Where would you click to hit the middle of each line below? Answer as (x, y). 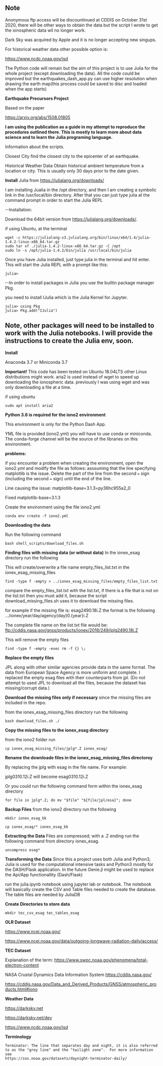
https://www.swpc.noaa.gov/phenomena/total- (101, 960)
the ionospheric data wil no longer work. (45, 30)
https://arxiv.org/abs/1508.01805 (38, 117)
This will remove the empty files (37, 640)
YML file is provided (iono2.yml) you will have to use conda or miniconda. (79, 433)
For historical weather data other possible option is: (56, 49)
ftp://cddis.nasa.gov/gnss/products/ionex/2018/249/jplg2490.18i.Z (72, 630)
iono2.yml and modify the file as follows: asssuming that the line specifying (80, 468)
